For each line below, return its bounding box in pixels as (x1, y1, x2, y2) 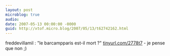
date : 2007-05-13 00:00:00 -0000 (5, 21, 76, 27)
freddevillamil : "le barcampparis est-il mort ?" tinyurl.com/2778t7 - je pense (5, 40, 165, 46)
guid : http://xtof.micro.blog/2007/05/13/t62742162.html (5, 26, 129, 31)
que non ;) (5, 45, 27, 51)
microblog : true (5, 12, 40, 17)
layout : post (5, 7, 33, 13)
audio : (5, 17, 19, 22)
